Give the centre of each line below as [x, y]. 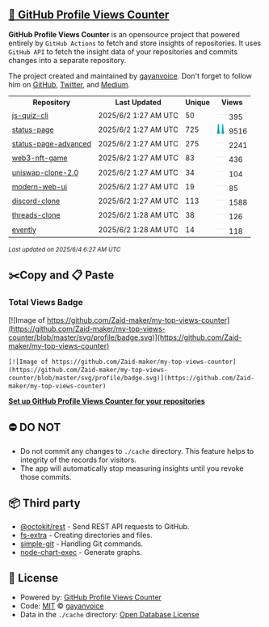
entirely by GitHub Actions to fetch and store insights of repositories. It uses [134, 43]
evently [24, 229]
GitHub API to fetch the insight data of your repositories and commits [123, 51]
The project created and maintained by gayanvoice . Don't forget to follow [130, 76]
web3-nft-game [40, 158]
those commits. [46, 477]
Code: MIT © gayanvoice [62, 606]
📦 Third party [44, 503]
